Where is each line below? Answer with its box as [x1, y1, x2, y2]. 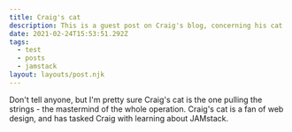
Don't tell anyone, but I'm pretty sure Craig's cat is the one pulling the [9, 94, 263, 105]
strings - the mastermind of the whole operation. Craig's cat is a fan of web [9, 103, 284, 114]
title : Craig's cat [9, 12, 81, 22]
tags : [9, 37, 29, 47]
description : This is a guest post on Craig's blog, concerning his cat [9, 21, 283, 30]
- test [17, 46, 42, 55]
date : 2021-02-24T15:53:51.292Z [9, 29, 128, 38]
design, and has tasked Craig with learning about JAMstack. [9, 113, 229, 123]
